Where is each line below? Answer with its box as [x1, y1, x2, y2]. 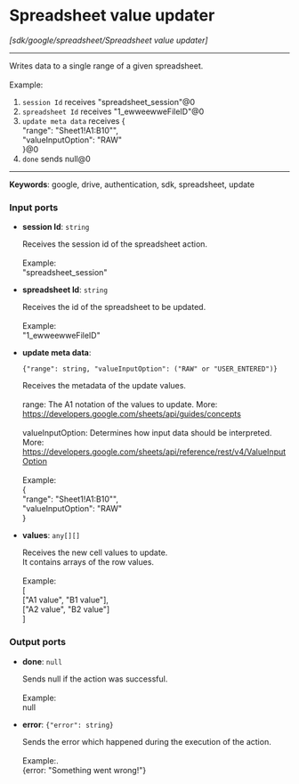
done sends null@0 [21, 153, 91, 164]
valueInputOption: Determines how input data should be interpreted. [21, 428, 272, 438]
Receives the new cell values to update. [21, 547, 168, 558]
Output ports [9, 636, 67, 649]
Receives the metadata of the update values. [21, 380, 187, 391]
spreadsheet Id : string [21, 284, 109, 295]
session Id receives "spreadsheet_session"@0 [21, 96, 196, 107]
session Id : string [21, 222, 90, 233]
